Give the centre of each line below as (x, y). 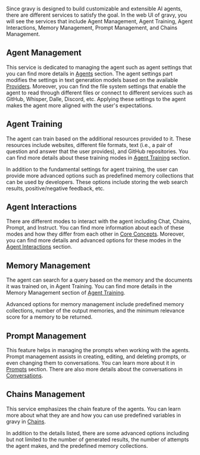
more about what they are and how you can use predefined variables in (94, 415)
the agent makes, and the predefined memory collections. (77, 445)
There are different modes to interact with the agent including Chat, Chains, (99, 221)
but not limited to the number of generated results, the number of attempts (98, 439)
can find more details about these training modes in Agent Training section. (99, 157)
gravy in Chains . (26, 422)
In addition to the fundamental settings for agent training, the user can (92, 169)
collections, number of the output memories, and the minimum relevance (95, 311)
